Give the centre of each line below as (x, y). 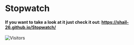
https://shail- (115, 22)
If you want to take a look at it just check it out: (53, 22)
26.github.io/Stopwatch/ (31, 27)
